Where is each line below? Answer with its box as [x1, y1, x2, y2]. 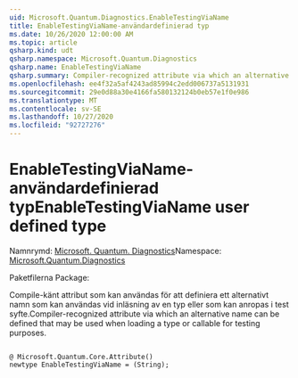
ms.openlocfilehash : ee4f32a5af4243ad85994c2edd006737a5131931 [9, 79, 250, 88]
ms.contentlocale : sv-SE [9, 104, 102, 113]
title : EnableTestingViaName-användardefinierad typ [9, 21, 210, 30]
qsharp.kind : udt [9, 46, 74, 55]
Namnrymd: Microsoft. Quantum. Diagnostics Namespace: [9, 245, 222, 256]
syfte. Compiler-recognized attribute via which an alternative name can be [9, 308, 280, 319]
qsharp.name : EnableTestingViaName [9, 63, 142, 72]
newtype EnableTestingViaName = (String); [9, 360, 170, 369]
